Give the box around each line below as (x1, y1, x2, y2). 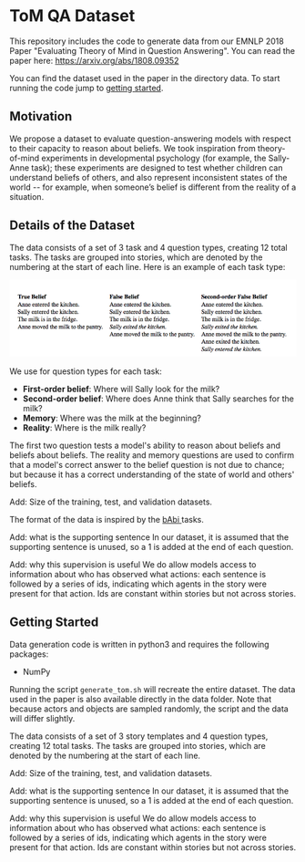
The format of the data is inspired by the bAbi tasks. (9, 514, 205, 524)
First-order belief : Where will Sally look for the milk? (22, 384, 220, 394)
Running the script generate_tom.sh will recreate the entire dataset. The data (9, 683, 296, 694)
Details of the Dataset (9, 218, 135, 234)
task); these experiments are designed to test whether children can (31, 161, 283, 173)
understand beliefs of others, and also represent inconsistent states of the (9, 171, 288, 182)
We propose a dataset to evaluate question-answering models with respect (9, 133, 291, 144)
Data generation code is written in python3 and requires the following (9, 639, 270, 649)
